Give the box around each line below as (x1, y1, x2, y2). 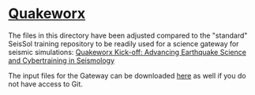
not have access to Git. (8, 79, 83, 89)
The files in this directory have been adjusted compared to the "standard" (8, 31, 248, 40)
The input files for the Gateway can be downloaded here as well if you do (8, 71, 246, 80)
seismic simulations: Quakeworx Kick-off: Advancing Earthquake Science (8, 47, 247, 57)
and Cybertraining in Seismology (8, 56, 115, 65)
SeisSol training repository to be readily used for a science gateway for (8, 38, 239, 48)
